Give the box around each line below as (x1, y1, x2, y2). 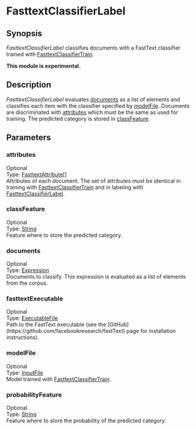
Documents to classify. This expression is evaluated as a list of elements (6, 273, 186, 280)
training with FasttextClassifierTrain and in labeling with (6, 183, 144, 191)
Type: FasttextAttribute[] (6, 171, 68, 178)
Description (6, 80, 51, 90)
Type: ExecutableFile (6, 315, 58, 322)
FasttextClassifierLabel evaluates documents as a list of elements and (6, 95, 180, 103)
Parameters (6, 133, 51, 143)
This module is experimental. (6, 62, 81, 69)
